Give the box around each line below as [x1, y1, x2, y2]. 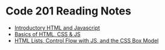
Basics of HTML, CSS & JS [14, 30, 81, 37]
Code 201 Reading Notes [5, 4, 132, 18]
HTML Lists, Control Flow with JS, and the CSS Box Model [14, 37, 159, 44]
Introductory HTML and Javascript [14, 24, 101, 31]
